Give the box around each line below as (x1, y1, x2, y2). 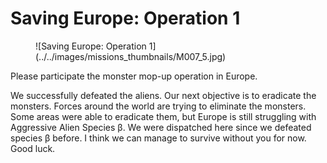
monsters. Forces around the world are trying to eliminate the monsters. (10, 100, 307, 112)
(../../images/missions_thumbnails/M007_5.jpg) (35, 50, 227, 62)
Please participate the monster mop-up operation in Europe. (10, 70, 258, 82)
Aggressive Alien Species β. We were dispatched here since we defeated (10, 121, 312, 133)
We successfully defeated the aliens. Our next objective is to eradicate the (10, 89, 317, 101)
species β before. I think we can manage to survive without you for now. (10, 132, 307, 144)
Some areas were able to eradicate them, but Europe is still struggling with (10, 110, 317, 122)
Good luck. (10, 142, 56, 154)
